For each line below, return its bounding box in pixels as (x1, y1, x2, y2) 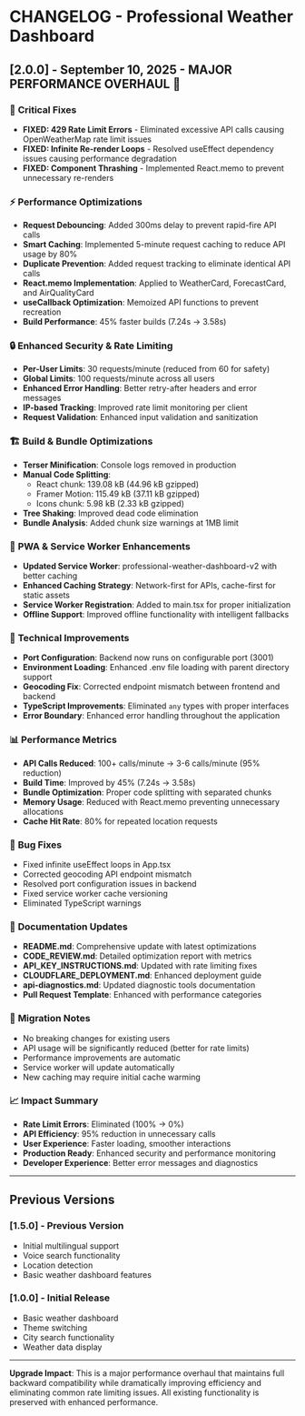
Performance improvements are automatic (22, 1052, 182, 1063)
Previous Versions (9, 1192, 115, 1208)
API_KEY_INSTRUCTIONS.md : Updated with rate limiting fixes (22, 960, 258, 971)
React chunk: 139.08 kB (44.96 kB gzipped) (35, 478, 200, 489)
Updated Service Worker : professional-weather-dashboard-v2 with (22, 561, 278, 572)
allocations (22, 806, 64, 817)
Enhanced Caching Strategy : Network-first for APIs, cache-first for (22, 580, 276, 591)
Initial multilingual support (22, 1240, 120, 1251)
